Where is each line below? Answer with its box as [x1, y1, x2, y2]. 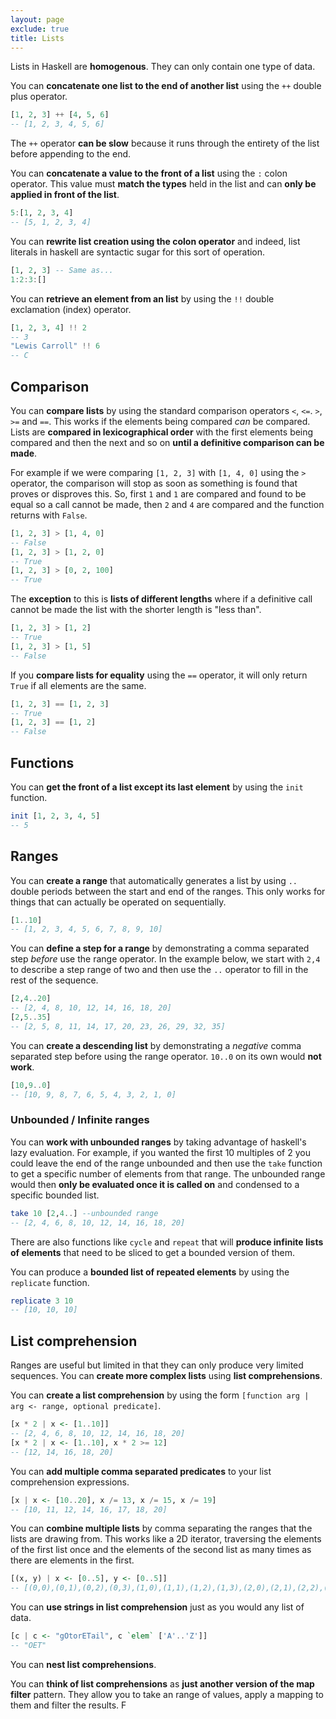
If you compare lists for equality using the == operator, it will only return [10, 669, 308, 681]
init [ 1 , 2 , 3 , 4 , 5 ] [10, 811, 101, 821]
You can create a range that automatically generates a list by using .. [10, 874, 298, 886]
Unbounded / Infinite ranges [10, 1113, 150, 1127]
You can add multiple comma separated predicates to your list [10, 1465, 272, 1477]
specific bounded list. [10, 1189, 100, 1201]
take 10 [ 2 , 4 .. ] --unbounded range [10, 1208, 159, 1218]
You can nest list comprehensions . [10, 1658, 157, 1670]
